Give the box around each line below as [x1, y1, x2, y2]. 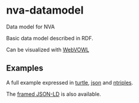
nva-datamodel [6, 4, 84, 17]
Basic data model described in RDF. [6, 34, 94, 41]
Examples [6, 63, 43, 73]
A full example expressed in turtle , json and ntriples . [6, 79, 134, 86]
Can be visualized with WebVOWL [6, 46, 90, 53]
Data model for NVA [6, 23, 55, 30]
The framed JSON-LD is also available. [6, 90, 102, 98]
